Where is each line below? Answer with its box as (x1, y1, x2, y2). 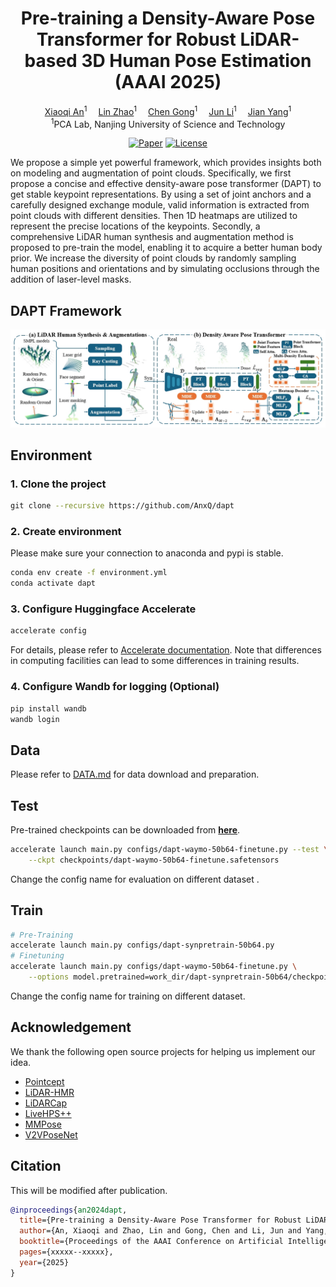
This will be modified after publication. (10, 1184, 168, 1196)
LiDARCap (24, 1097, 68, 1109)
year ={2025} (19, 1257, 70, 1267)
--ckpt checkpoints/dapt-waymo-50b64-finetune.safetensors (28, 855, 280, 865)
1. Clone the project (10, 477, 107, 491)
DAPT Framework (10, 302, 122, 319)
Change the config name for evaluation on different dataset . (10, 873, 260, 885)
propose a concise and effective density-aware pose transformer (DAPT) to (10, 178, 322, 190)
